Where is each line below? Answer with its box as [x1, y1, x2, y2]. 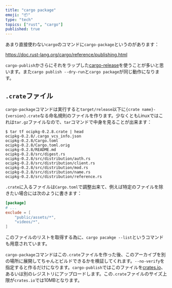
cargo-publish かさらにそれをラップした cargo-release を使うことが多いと [5, 62, 160, 68]
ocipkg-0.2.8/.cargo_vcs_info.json [5, 133, 82, 139]
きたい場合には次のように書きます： [5, 190, 82, 196]
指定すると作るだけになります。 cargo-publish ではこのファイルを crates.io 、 [5, 264, 166, 271]
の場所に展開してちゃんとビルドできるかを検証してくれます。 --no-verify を [5, 258, 165, 264]
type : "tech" [5, 17, 33, 22]
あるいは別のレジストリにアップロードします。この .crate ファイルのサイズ [5, 271, 163, 277]
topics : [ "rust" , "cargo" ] [5, 22, 63, 27]
